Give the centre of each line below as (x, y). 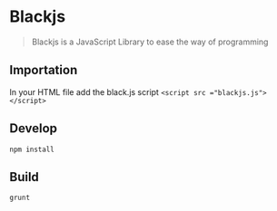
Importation (44, 70)
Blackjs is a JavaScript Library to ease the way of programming (150, 42)
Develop (33, 129)
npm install (32, 149)
